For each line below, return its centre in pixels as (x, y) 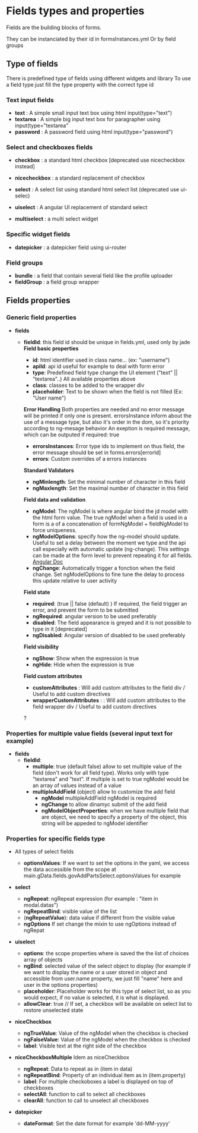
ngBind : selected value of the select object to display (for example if (107, 966)
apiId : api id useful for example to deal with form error (98, 366)
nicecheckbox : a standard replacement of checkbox (80, 178)
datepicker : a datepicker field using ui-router (71, 247)
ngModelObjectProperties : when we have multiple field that (115, 810)
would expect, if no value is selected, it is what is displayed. (97, 997)
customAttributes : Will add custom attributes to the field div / (109, 687)
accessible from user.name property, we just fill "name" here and (103, 978)
